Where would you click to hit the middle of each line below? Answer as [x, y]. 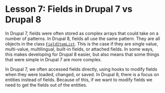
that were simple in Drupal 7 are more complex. [53, 59]
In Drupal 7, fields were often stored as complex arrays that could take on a [82, 33]
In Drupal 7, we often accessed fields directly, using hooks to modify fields [81, 69]
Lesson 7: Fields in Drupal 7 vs [69, 9]
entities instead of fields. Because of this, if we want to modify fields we [79, 80]
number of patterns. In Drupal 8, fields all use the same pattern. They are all [83, 39]
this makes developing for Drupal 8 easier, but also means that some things [82, 54]
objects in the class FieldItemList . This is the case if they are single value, [82, 44]
